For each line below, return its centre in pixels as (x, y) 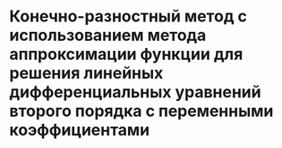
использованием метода (108, 35)
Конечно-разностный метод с (128, 16)
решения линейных (86, 74)
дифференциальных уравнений (135, 92)
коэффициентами (80, 130)
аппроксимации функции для (126, 54)
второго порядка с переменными (141, 111)
